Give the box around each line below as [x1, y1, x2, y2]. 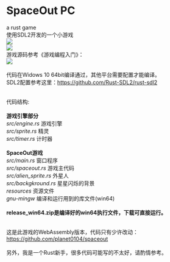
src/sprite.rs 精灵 [6, 127, 49, 135]
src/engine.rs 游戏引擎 [6, 119, 63, 127]
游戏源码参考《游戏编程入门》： [6, 51, 84, 58]
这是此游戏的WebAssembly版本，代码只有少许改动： [6, 228, 139, 235]
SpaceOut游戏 [6, 149, 43, 156]
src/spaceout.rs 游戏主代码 [6, 164, 75, 171]
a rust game [6, 24, 37, 31]
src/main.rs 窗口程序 [6, 157, 58, 164]
